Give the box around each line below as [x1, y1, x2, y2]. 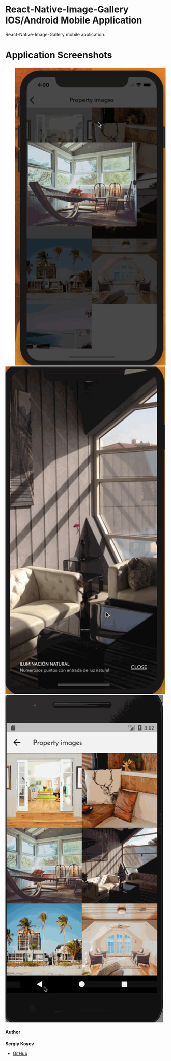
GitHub [12, 1050, 28, 1057]
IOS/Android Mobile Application [5, 14, 142, 26]
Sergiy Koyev [5, 1041, 34, 1047]
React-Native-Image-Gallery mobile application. [5, 31, 106, 37]
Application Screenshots [5, 50, 112, 61]
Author [5, 1029, 21, 1035]
